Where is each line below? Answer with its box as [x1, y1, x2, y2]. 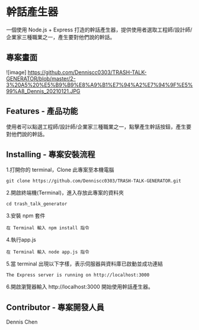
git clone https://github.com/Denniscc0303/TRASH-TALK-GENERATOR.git [6, 178, 182, 184]
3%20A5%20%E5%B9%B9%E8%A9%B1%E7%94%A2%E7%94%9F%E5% [6, 81, 193, 88]
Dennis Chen [6, 318, 38, 326]
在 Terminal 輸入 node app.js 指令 [6, 249, 90, 255]
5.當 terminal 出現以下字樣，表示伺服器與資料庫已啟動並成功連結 [6, 260, 163, 267]
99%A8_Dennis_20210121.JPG [6, 87, 81, 95]
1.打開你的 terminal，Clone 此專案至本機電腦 [6, 166, 114, 174]
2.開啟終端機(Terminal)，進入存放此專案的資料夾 [6, 189, 124, 196]
